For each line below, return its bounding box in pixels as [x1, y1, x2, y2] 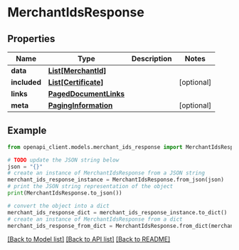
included [11, 78, 41, 87]
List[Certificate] [48, 78, 104, 87]
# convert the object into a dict [7, 202, 110, 209]
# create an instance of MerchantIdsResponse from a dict [7, 215, 183, 223]
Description [131, 54, 172, 63]
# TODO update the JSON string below [7, 156, 119, 164]
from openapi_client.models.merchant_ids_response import [7, 143, 183, 150]
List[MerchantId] [48, 66, 107, 75]
